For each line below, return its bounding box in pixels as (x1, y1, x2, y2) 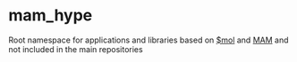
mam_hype (8, 5, 93, 26)
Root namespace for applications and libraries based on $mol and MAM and (8, 35, 289, 45)
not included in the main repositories (8, 43, 144, 54)
